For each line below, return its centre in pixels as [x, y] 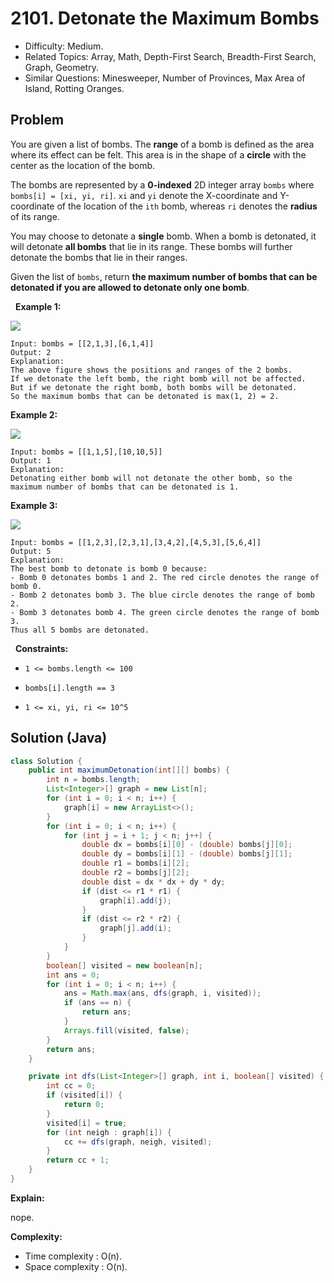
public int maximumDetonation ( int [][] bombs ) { [129, 770]
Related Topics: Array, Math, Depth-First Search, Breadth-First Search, [170, 56]
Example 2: [34, 414]
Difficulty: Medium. [64, 46]
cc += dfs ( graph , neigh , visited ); [138, 1142]
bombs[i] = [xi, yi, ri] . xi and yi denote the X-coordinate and [144, 195]
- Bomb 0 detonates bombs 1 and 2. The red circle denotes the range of [165, 577]
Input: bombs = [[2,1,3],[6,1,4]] [82, 343]
